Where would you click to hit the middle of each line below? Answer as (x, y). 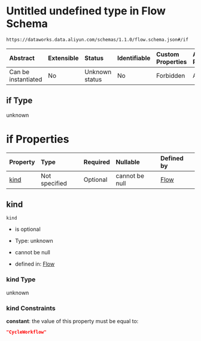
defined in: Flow (35, 264)
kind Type (21, 279)
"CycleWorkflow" (26, 332)
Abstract (22, 58)
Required (97, 162)
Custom (168, 54)
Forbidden (171, 75)
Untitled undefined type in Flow (86, 11)
